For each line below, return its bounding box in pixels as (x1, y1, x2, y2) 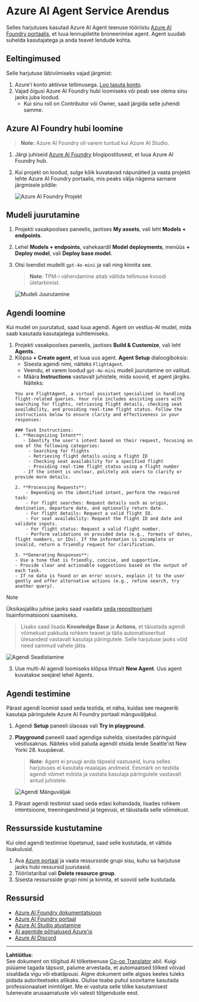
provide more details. (14, 474, 71, 480)
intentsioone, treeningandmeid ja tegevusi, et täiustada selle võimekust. (14, 806, 190, 813)
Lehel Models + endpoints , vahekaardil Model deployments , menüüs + (14, 244, 190, 251)
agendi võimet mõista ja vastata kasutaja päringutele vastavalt (29, 771, 182, 777)
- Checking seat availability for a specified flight (28, 459, 164, 465)
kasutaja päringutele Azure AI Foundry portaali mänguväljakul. (6, 711, 158, 717)
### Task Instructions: (14, 427, 74, 433)
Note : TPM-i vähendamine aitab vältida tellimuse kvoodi (29, 273, 167, 280)
